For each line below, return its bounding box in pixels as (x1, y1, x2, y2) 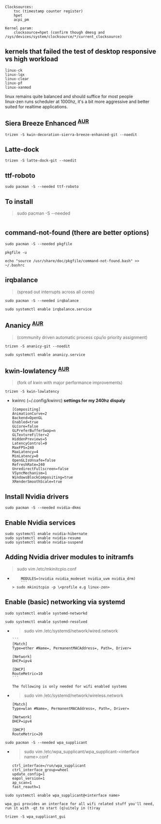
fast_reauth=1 (12, 784, 41, 789)
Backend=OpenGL (12, 416, 43, 420)
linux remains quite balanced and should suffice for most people (5, 93, 133, 99)
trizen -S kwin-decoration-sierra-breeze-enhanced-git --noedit (5, 132, 137, 137)
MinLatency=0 (12, 454, 39, 459)
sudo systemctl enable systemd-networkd (5, 611, 88, 616)
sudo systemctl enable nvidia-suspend (5, 539, 83, 545)
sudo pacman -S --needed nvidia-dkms (5, 505, 81, 510)
